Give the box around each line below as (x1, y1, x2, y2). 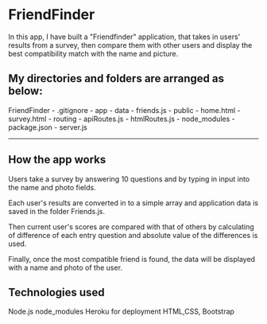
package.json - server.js (8, 122, 87, 132)
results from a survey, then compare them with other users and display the (8, 40, 253, 49)
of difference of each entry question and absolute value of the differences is (8, 230, 258, 240)
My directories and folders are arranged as (8, 72, 225, 85)
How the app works (8, 153, 106, 166)
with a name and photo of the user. (8, 263, 123, 272)
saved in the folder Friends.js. (8, 206, 106, 216)
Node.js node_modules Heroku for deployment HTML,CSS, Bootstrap (8, 306, 234, 316)
